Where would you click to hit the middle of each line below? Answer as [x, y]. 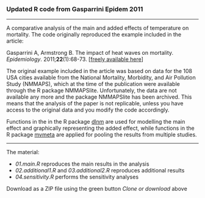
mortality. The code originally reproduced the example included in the [94, 35]
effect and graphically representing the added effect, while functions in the [100, 128]
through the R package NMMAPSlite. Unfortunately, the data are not [92, 91]
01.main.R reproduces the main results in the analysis [82, 164]
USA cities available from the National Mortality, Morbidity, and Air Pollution [101, 77]
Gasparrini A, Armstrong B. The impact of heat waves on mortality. [90, 53]
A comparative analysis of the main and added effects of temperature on [98, 28]
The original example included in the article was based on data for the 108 [99, 71]
